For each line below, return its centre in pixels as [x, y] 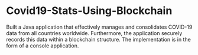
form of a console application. [43, 46]
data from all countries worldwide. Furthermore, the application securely [94, 33]
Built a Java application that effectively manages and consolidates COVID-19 [99, 27]
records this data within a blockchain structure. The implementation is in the [98, 39]
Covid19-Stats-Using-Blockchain [89, 11]
